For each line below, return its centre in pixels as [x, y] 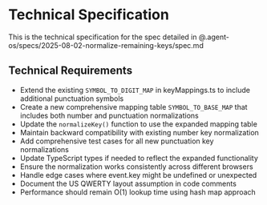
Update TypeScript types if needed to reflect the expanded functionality [139, 158]
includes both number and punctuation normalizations [109, 115]
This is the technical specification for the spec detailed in [103, 37]
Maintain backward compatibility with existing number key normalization [139, 132]
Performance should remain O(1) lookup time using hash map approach [138, 192]
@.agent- [214, 37]
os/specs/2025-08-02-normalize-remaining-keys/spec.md [106, 45]
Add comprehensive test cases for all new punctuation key [117, 141]
